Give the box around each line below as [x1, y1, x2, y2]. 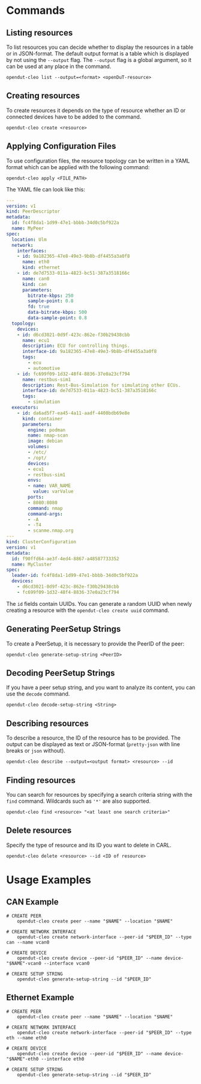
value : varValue [32, 488, 74, 494]
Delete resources [6, 826, 72, 836]
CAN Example [6, 897, 59, 907]
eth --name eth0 [6, 1035, 47, 1041]
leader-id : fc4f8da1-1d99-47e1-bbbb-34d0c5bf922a [11, 573, 138, 579]
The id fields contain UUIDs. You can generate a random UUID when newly [6, 600, 192, 607]
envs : [28, 477, 42, 484]
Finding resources [6, 775, 76, 785]
